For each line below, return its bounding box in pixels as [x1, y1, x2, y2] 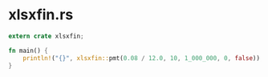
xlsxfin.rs [8, 6, 74, 24]
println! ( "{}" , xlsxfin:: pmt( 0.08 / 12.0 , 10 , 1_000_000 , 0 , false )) [22, 54, 261, 62]
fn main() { [8, 47, 48, 55]
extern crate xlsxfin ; [8, 32, 84, 40]
